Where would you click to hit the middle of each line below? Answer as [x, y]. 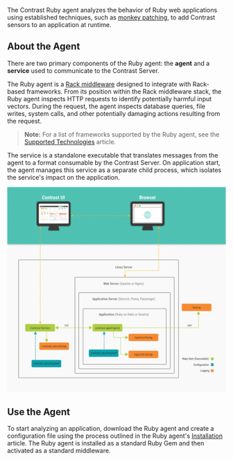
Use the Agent [39, 412]
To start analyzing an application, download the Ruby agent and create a [111, 429]
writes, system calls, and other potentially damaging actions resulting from [114, 113]
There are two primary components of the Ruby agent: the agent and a [109, 63]
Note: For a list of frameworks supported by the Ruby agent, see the [122, 134]
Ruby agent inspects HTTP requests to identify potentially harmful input [110, 99]
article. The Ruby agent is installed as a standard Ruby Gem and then [106, 443]
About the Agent [44, 47]
